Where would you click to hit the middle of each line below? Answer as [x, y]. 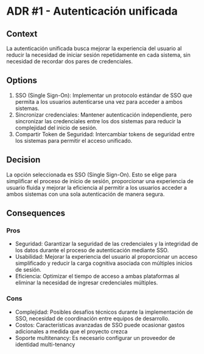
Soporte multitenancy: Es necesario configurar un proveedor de [95, 338]
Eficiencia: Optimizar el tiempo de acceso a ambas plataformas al [97, 276]
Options [22, 81]
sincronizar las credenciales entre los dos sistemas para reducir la [98, 121]
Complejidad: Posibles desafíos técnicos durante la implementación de [104, 312]
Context [22, 34]
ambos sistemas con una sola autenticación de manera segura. [86, 194]
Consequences [36, 213]
